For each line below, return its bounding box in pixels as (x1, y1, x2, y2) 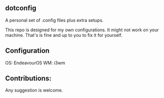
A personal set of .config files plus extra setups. (5, 17, 104, 23)
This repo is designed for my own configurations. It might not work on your (5, 27, 159, 33)
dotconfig (5, 4, 36, 12)
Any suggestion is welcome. (5, 87, 63, 94)
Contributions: (5, 74, 51, 83)
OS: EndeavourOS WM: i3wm (5, 60, 66, 66)
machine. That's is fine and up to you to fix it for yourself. (5, 32, 123, 38)
